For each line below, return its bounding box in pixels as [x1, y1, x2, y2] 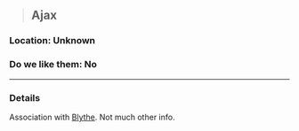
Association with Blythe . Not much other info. [9, 112, 175, 122]
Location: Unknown [9, 35, 96, 47]
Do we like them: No [9, 58, 98, 71]
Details [9, 91, 41, 104]
